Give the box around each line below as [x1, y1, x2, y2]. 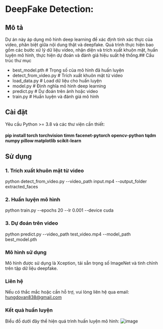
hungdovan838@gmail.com [5, 294, 62, 300]
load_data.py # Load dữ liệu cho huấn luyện [12, 78, 102, 83]
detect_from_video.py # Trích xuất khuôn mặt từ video [12, 73, 123, 78]
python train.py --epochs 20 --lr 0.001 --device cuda [5, 207, 114, 213]
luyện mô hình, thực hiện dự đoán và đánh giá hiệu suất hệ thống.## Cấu [5, 52, 155, 58]
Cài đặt [5, 108, 28, 116]
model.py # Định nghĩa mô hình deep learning [12, 83, 106, 89]
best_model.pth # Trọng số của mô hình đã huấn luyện [12, 67, 124, 73]
